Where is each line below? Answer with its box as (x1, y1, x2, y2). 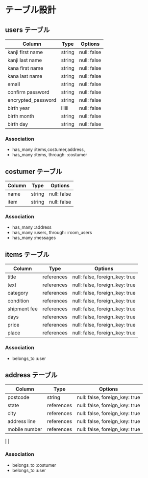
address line (7, 418, 36, 425)
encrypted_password (7, 97, 56, 103)
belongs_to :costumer (12, 462, 56, 468)
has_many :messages (12, 235, 56, 241)
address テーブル (5, 371, 58, 379)
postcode (7, 394, 29, 401)
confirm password (7, 89, 50, 95)
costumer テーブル (5, 167, 62, 176)
